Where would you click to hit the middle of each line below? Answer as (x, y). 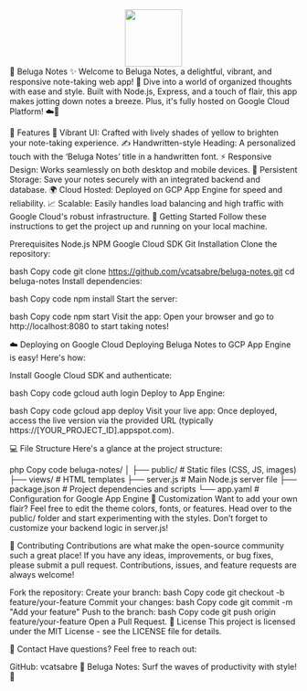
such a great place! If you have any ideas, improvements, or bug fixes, (142, 555)
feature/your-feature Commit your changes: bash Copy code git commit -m (151, 602)
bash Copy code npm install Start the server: (94, 299)
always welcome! (42, 574)
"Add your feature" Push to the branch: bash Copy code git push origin (143, 612)
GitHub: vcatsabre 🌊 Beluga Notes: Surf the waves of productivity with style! (153, 667)
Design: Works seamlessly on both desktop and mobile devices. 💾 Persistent (153, 170)
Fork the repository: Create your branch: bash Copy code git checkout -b (147, 592)
